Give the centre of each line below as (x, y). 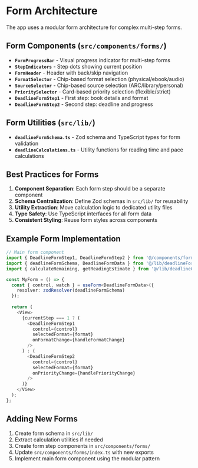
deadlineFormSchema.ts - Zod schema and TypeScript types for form (98, 137)
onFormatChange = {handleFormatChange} (79, 340)
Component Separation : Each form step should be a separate (90, 189)
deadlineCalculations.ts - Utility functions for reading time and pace (99, 150)
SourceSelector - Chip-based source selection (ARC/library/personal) (99, 85)
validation (27, 143)
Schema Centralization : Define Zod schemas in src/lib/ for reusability (101, 201)
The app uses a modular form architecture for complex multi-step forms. (94, 27)
